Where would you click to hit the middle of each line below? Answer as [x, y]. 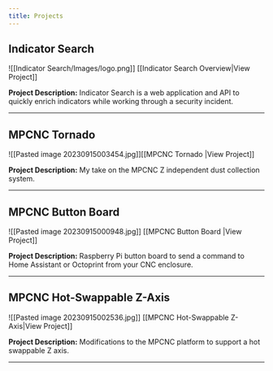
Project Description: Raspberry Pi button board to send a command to [127, 256]
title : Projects [36, 16]
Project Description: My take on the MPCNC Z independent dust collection [134, 170]
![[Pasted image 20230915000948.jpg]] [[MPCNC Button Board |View [125, 232]
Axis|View [25, 325]
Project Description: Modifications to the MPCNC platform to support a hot [134, 342]
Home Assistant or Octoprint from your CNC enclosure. [101, 264]
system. [22, 179]
